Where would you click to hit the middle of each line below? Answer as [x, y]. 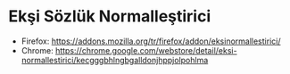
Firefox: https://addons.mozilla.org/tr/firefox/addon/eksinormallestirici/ [151, 41]
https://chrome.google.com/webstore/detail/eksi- [146, 50]
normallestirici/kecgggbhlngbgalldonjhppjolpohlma [115, 60]
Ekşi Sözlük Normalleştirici [110, 16]
